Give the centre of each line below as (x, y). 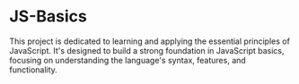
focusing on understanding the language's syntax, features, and (128, 60)
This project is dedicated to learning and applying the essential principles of (149, 41)
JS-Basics (48, 17)
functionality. (34, 70)
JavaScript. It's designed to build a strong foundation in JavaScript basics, (147, 50)
